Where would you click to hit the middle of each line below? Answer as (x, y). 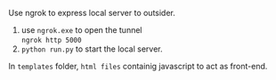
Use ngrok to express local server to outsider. (92, 13)
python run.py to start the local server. (92, 49)
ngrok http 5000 (51, 40)
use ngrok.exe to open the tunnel (81, 30)
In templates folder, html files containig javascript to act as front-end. (138, 66)
